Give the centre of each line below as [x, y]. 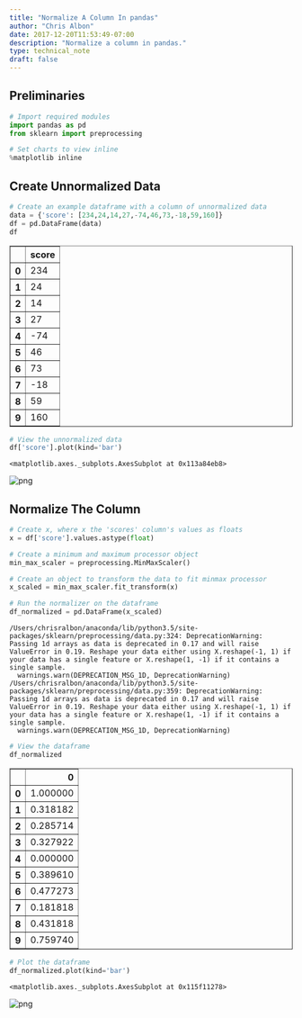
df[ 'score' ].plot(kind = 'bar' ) [66, 448]
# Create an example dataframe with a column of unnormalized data [138, 207]
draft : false [34, 59]
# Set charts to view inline [64, 149]
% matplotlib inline [46, 158]
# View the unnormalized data [66, 439]
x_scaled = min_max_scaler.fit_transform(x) [94, 587]
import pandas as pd [48, 125]
